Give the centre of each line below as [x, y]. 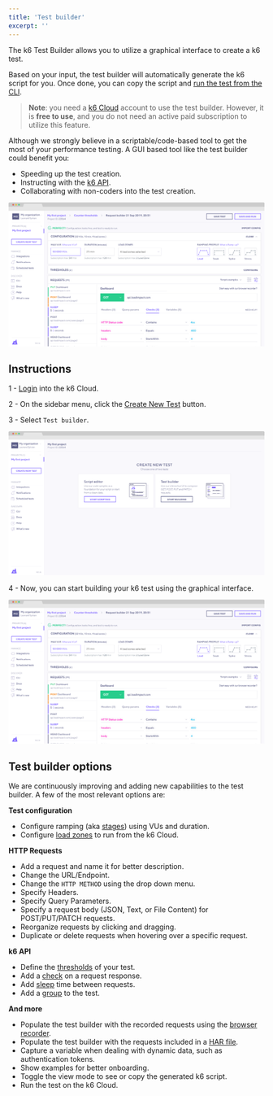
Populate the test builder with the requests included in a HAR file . [129, 1042]
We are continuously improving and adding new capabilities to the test [126, 786]
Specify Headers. [49, 893]
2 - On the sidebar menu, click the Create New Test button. [107, 404]
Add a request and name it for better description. [102, 867]
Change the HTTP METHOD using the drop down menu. [108, 884]
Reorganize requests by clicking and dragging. [98, 927]
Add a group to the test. [60, 993]
